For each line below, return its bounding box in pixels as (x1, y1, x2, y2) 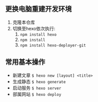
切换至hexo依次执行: (12, 25, 56, 31)
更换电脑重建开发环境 (5, 5, 72, 14)
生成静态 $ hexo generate (12, 78, 66, 84)
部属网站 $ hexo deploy (12, 91, 62, 97)
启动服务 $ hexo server (12, 85, 62, 91)
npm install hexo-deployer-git (20, 42, 86, 48)
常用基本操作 (5, 58, 45, 67)
